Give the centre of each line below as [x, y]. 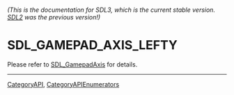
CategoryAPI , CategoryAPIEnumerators [63, 84]
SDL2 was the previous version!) [54, 17]
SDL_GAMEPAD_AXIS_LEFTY [92, 45]
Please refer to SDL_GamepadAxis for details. [72, 64]
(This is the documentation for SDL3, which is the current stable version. [111, 10]
